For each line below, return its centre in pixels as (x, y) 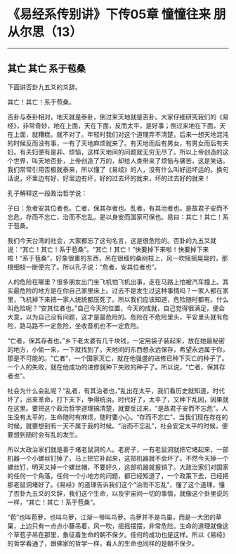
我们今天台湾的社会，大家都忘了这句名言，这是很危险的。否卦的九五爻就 (112, 240)
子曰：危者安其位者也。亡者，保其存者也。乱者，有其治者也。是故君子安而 (115, 208)
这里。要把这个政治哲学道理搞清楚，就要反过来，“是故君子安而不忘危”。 (118, 408)
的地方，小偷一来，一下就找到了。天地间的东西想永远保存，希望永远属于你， (118, 349)
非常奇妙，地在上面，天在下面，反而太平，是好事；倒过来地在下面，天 (124, 125)
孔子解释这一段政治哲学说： (47, 193)
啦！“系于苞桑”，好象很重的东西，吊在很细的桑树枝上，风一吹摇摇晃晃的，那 (118, 258)
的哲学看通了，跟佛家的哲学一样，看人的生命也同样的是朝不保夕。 (103, 543)
